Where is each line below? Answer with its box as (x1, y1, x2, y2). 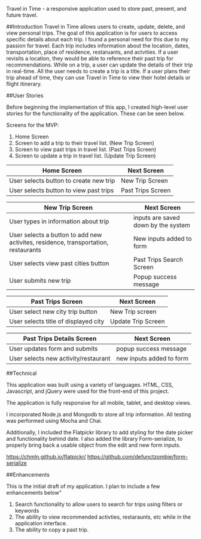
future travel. (6, 11, 38, 19)
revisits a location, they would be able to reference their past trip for (6, 55, 173, 62)
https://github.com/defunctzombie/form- (87, 453, 188, 460)
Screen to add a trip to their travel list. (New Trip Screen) (14, 140, 154, 146)
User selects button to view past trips (9, 186, 114, 194)
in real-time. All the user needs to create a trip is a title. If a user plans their (6, 68, 190, 74)
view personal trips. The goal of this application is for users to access (6, 29, 178, 37)
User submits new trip (9, 277, 71, 284)
